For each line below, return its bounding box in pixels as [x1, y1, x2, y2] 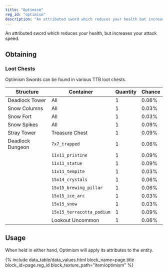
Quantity [115, 88, 136, 95]
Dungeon [7, 143, 29, 150]
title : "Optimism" [5, 7, 43, 12]
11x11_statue [51, 160, 82, 166]
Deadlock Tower [7, 97, 46, 104]
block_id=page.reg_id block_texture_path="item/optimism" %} [5, 262, 134, 268]
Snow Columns [7, 105, 43, 112]
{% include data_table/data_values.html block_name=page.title [5, 256, 134, 262]
